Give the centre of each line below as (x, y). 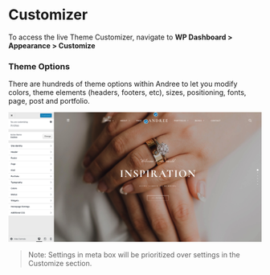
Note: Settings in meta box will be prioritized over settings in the (134, 254)
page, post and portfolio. (49, 101)
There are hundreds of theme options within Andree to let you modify (123, 84)
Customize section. (60, 263)
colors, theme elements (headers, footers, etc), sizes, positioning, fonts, (127, 92)
